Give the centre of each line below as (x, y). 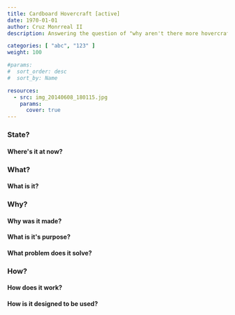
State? (19, 135)
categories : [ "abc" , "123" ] (51, 46)
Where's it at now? (35, 151)
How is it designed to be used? (53, 303)
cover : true (43, 110)
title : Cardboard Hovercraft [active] (64, 14)
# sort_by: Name (33, 78)
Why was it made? (35, 220)
